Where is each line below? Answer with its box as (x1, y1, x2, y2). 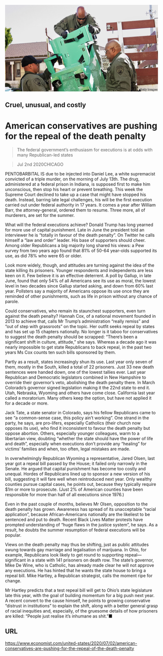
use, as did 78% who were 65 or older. (5, 252, 82, 258)
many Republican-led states (16, 152, 73, 158)
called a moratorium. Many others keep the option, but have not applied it (5, 395, 152, 401)
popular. (5, 532, 22, 538)
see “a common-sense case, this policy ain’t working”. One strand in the (5, 415, 149, 421)
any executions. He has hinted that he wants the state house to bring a (5, 567, 146, 573)
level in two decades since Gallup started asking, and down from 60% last (5, 283, 154, 289)
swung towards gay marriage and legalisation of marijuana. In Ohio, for (5, 546, 147, 553)
